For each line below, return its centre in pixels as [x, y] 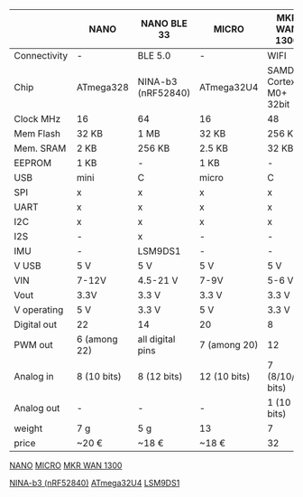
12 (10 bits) [225, 376]
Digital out [35, 324]
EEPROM [33, 163]
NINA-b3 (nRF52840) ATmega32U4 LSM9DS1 [95, 483]
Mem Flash [37, 133]
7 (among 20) [229, 345]
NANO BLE [164, 23]
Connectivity [41, 56]
